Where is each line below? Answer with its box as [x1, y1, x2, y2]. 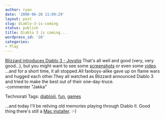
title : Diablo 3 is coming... [5, 30, 67, 35]
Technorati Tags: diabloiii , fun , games [5, 93, 81, 99]
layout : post [5, 16, 32, 21]
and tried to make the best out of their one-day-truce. [5, 79, 114, 84]
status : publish [5, 26, 38, 31]
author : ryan [5, 7, 32, 12]
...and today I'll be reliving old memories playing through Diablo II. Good [5, 103, 150, 109]
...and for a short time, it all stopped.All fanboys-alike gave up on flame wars [5, 68, 160, 74]
